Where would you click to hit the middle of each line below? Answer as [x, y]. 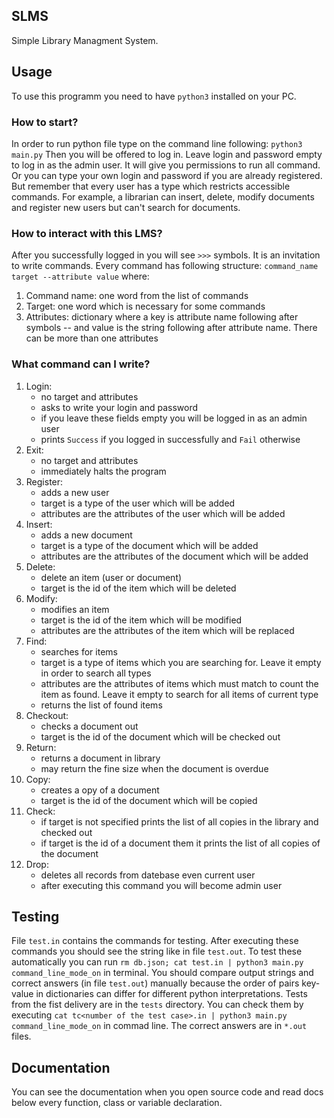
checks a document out [89, 726]
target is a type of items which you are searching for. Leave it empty [181, 662]
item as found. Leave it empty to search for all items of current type [179, 694]
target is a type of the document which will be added [149, 545]
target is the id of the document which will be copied [149, 800]
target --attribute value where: [80, 276]
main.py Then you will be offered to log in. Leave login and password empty [167, 154]
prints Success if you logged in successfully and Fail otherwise [170, 439]
